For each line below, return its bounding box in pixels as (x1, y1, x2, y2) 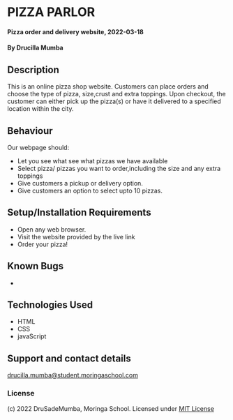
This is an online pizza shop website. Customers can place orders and (7, 82, 209, 91)
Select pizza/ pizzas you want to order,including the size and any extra (17, 165, 221, 172)
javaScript (17, 332, 47, 340)
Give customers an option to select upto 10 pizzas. (17, 186, 163, 195)
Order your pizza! (17, 240, 68, 248)
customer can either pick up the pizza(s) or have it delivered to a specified (7, 97, 221, 105)
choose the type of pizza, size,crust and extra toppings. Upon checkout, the (7, 90, 226, 98)
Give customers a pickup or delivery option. (17, 179, 143, 187)
